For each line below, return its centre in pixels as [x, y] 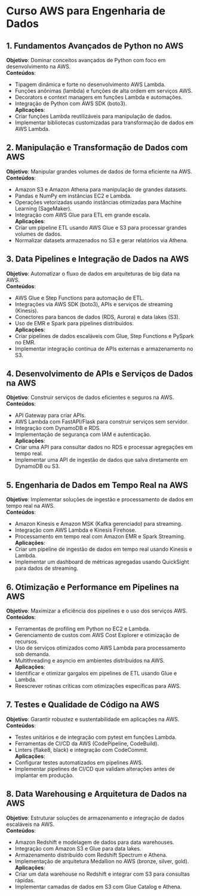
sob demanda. [33, 654]
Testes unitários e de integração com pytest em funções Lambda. [96, 737]
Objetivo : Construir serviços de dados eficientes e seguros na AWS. [90, 397]
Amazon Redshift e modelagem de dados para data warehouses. [94, 842]
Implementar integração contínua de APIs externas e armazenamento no [104, 349]
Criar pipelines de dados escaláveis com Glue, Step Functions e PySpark [104, 336]
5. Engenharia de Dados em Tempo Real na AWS [97, 485]
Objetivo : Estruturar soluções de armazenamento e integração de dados [96, 818]
